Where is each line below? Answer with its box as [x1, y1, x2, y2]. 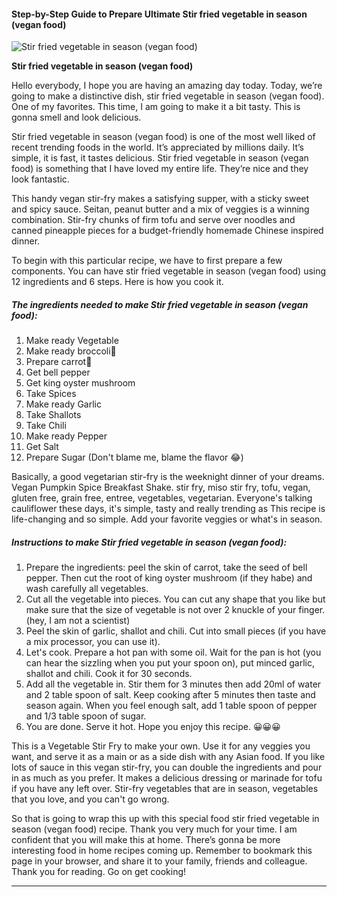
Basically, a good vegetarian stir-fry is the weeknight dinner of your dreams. [11, 471, 325, 483]
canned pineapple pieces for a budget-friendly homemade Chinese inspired [11, 225, 324, 237]
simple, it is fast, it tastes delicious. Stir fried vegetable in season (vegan [11, 152, 309, 164]
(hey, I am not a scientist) [25, 615, 131, 627]
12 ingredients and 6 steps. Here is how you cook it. [11, 276, 224, 288]
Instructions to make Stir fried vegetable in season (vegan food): [11, 536, 288, 548]
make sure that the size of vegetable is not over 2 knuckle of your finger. [25, 604, 326, 616]
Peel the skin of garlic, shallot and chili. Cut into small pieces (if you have [25, 625, 327, 637]
